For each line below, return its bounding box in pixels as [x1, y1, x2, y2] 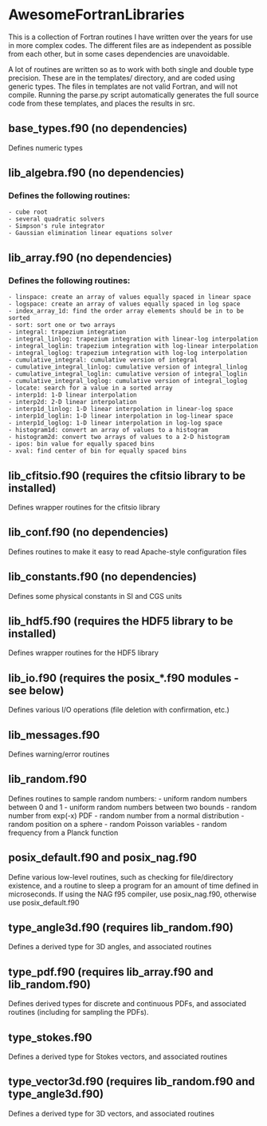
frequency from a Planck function [8, 828, 119, 837]
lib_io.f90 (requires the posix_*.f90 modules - [8, 671, 239, 685]
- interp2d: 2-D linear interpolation [8, 398, 137, 406]
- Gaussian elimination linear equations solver [8, 230, 173, 238]
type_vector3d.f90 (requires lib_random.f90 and [8, 1075, 255, 1088]
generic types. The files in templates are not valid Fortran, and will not [8, 82, 238, 91]
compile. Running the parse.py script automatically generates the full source [8, 90, 259, 99]
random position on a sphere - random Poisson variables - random [8, 819, 227, 829]
